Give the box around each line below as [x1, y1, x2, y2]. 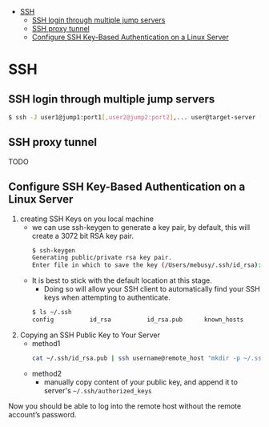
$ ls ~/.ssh [31, 308, 72, 316]
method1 [31, 338, 61, 348]
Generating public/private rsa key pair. [31, 254, 172, 262]
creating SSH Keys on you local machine [19, 214, 155, 224]
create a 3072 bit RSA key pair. [31, 231, 134, 240]
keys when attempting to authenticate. [43, 292, 171, 303]
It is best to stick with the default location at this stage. [31, 276, 212, 285]
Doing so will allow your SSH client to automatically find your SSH [43, 284, 260, 294]
